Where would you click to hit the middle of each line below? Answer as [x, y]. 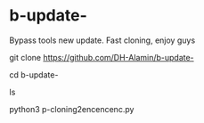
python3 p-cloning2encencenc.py [72, 109]
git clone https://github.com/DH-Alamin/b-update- [102, 57]
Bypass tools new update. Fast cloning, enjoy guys [102, 40]
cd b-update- [34, 74]
